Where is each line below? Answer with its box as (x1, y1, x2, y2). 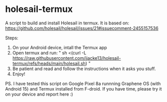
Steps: (5, 35, 18, 41)
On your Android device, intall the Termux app (12, 44, 107, 50)
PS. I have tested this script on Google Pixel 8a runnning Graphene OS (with (5, 81, 161, 87)
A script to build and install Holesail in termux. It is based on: (5, 20, 130, 26)
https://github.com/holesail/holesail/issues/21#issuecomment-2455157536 (5, 25, 159, 31)
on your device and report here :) (5, 91, 73, 97)
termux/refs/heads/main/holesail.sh (12, 60, 86, 66)
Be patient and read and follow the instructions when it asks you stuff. (12, 66, 156, 72)
